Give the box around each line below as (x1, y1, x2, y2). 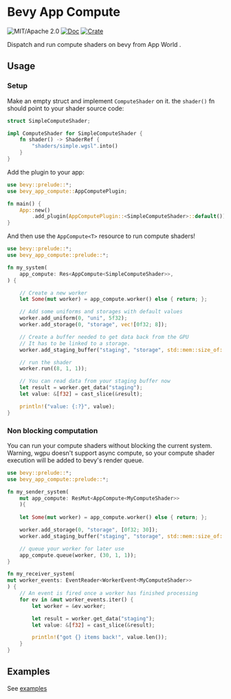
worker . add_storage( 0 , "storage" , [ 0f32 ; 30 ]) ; (19, 526, 158, 533)
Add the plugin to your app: (7, 168, 85, 176)
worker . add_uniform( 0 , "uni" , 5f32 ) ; (19, 315, 128, 322)
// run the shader (19, 359, 72, 366)
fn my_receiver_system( (7, 571, 76, 578)
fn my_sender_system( (7, 488, 69, 495)
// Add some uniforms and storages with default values (19, 308, 184, 315)
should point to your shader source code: (7, 104, 124, 112)
